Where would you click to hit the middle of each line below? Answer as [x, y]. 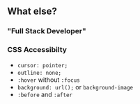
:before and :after [45, 94]
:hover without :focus [48, 80]
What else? [32, 11]
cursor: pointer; [42, 65]
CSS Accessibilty [37, 50]
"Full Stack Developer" [47, 31]
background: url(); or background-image [75, 87]
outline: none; [39, 73]
